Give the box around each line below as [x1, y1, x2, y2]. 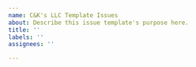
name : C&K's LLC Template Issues [8, 11, 119, 19]
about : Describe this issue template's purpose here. [8, 19, 190, 26]
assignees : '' [8, 41, 55, 48]
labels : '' [8, 33, 44, 41]
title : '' [8, 26, 41, 33]
